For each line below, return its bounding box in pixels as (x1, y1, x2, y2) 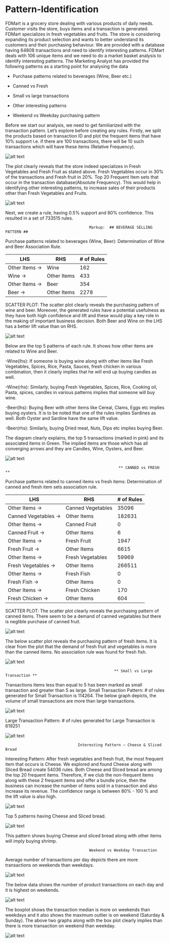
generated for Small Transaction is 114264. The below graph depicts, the (5, 692, 157, 699)
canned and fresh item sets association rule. (5, 484, 98, 490)
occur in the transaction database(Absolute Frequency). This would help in (5, 179, 161, 185)
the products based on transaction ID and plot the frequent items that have (5, 133, 161, 139)
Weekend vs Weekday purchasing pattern (12, 112, 100, 118)
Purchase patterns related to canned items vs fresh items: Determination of (5, 478, 162, 484)
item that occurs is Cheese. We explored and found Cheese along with (5, 761, 152, 767)
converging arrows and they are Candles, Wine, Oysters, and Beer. (5, 445, 144, 451)
